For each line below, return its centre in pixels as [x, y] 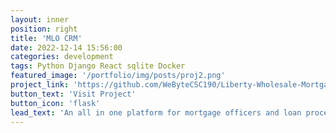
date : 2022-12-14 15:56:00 [66, 47]
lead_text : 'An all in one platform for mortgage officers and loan [156, 112]
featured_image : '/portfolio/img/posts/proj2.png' [118, 76]
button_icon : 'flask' [55, 103]
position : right [44, 29]
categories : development [62, 57]
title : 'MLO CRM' [46, 38]
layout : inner [40, 19]
